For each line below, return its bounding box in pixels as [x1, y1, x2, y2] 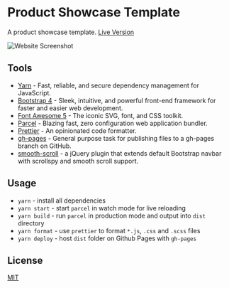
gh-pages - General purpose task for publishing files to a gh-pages [17, 134, 215, 142]
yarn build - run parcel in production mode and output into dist [17, 211, 206, 220]
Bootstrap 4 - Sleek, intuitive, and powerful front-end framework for [17, 96, 216, 105]
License [7, 254, 43, 267]
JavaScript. [17, 88, 52, 97]
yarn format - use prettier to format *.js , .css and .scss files [17, 226, 201, 235]
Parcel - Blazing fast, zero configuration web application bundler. [17, 119, 208, 127]
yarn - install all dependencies [17, 196, 106, 205]
